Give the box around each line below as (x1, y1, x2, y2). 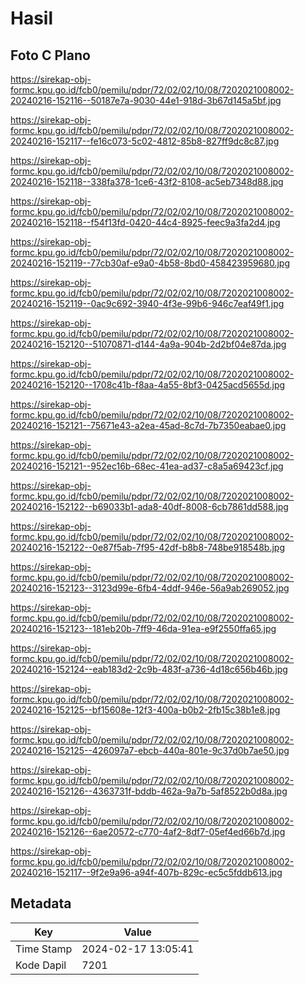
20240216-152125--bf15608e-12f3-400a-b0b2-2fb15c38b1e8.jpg (10, 704, 281, 716)
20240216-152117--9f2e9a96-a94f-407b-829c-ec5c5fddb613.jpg (10, 867, 283, 878)
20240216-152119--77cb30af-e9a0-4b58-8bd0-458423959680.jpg (10, 257, 291, 269)
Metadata (10, 895, 72, 912)
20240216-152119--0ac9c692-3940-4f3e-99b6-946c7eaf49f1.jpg (10, 298, 285, 309)
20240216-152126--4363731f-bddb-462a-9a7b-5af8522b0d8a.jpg (10, 785, 288, 797)
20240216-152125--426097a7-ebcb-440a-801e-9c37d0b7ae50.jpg (10, 745, 290, 756)
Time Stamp (15, 942, 73, 956)
